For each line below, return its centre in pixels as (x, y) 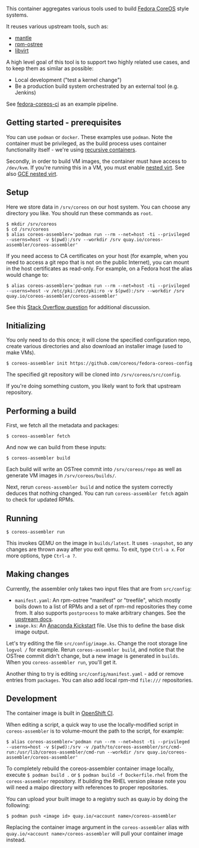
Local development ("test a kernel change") (68, 80)
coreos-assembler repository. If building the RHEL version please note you (96, 781)
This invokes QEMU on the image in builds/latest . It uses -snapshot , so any (99, 543)
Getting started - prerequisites (64, 123)
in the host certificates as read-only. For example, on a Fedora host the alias (99, 268)
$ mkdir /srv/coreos (32, 224)
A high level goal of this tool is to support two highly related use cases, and (98, 62)
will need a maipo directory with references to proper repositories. (87, 787)
